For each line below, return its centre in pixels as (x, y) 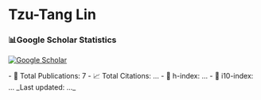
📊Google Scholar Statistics (62, 40)
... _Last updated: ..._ (42, 87)
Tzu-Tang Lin (53, 15)
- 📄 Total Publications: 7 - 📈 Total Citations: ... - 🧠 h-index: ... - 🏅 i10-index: (131, 76)
